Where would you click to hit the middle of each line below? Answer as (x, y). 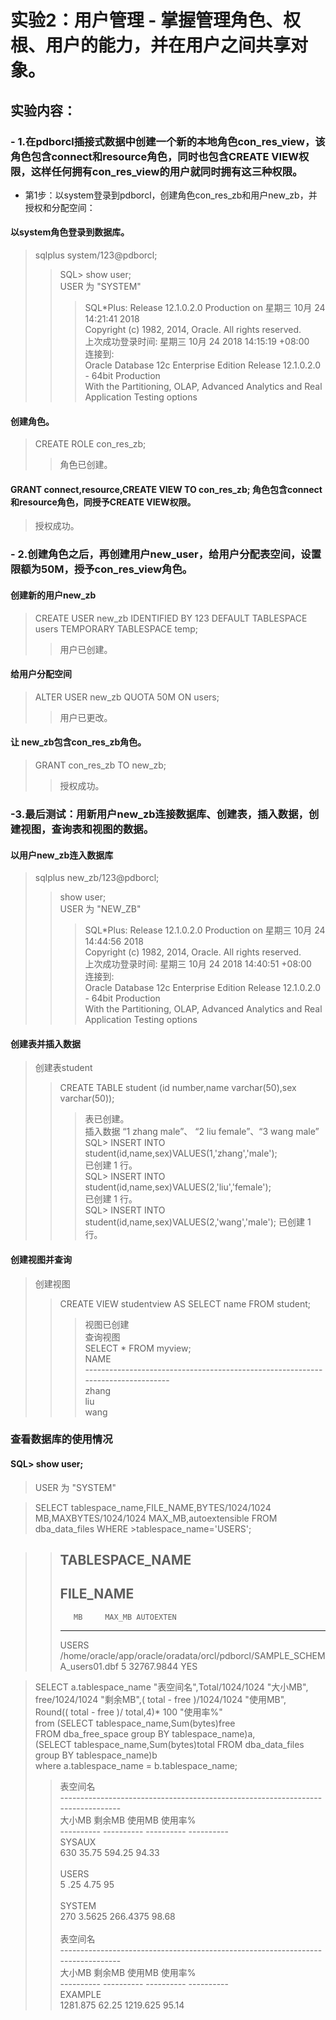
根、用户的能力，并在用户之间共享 (151, 45)
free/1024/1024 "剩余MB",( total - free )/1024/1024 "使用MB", (160, 1699)
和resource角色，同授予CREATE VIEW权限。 (103, 502)
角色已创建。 (86, 465)
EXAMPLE (80, 1994)
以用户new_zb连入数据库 (62, 855)
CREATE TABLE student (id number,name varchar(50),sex (178, 1088)
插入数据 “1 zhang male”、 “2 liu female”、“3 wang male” (202, 1132)
